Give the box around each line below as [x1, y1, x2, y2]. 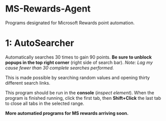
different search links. [5, 80, 50, 86]
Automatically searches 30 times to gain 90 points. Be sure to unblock [5, 54, 152, 60]
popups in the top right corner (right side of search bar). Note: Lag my [5, 59, 153, 66]
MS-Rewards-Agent [5, 3, 91, 15]
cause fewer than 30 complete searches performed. [5, 65, 115, 71]
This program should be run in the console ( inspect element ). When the [5, 89, 154, 96]
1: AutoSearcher [5, 37, 74, 49]
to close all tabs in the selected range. [5, 100, 84, 106]
